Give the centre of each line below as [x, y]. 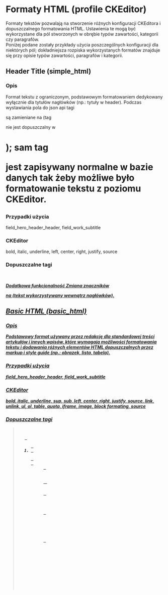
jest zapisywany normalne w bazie [79, 167]
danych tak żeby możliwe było [70, 178]
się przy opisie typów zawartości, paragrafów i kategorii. [64, 55]
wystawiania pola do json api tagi [40, 108]
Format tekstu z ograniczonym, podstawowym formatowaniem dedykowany [84, 96]
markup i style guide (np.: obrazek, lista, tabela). [58, 353]
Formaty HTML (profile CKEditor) [76, 9]
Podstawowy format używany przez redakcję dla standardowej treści [80, 336]
